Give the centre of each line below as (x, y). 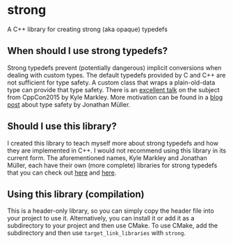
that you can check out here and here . (62, 173)
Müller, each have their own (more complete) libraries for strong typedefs (112, 165)
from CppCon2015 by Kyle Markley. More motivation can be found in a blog (115, 97)
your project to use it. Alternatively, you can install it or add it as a (101, 218)
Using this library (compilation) (76, 194)
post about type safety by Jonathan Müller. (69, 104)
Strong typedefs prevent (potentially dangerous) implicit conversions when (114, 67)
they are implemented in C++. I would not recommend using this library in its (117, 150)
